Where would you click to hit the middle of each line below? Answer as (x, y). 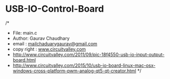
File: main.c (25, 33)
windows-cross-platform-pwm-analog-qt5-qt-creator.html (75, 71)
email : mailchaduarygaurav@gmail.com (55, 43)
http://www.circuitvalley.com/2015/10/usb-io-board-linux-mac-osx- (84, 65)
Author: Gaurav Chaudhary (41, 38)
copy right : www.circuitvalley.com (49, 49)
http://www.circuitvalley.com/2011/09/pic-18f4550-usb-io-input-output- (89, 55)
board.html (24, 60)
